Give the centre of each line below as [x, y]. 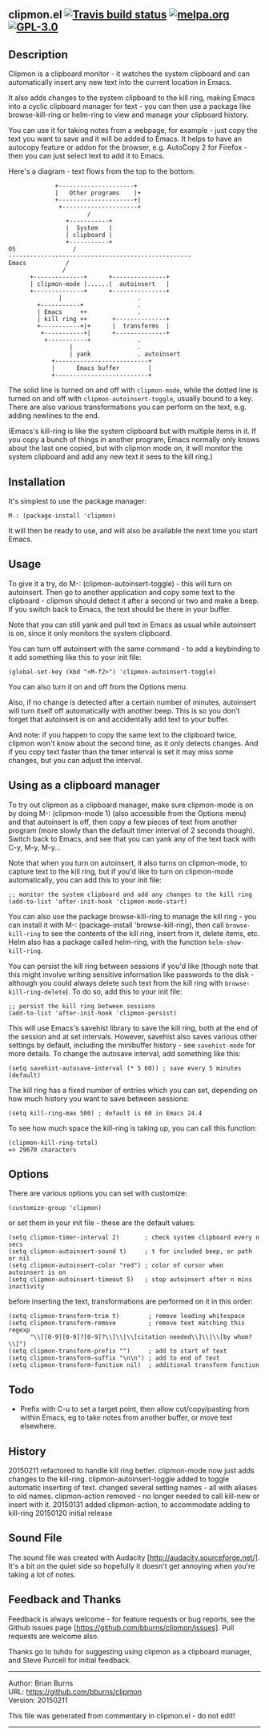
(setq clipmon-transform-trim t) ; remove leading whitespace [127, 1316]
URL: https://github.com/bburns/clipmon [75, 1691]
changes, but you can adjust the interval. [76, 760]
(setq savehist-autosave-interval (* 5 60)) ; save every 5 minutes [125, 1068]
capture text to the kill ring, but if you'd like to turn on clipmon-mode [121, 871]
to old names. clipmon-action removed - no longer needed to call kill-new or [134, 1496]
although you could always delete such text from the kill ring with [116, 983]
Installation [37, 482]
